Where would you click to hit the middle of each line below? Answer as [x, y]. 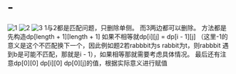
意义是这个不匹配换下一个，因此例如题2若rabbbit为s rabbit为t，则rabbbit [114, 45]
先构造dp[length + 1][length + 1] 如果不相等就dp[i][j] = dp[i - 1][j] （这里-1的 [118, 36]
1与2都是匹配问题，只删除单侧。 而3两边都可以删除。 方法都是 [135, 27]
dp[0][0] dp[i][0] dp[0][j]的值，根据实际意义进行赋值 [90, 63]
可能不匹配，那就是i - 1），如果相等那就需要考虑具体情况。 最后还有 [122, 54]
